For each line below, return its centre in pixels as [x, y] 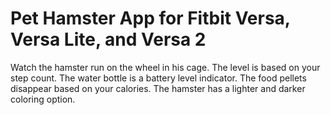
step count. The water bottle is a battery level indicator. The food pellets [158, 78]
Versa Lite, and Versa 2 [108, 39]
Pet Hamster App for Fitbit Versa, [150, 18]
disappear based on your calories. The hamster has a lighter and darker [158, 88]
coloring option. [43, 99]
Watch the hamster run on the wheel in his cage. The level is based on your [165, 67]
